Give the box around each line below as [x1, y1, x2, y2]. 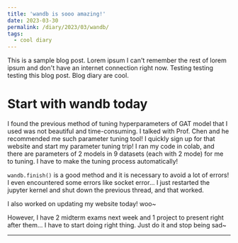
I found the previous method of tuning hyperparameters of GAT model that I [7, 120, 228, 128]
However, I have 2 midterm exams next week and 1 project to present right [7, 213, 225, 222]
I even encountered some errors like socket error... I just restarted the [7, 179, 210, 187]
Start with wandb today [7, 96, 148, 112]
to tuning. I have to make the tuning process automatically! [7, 157, 178, 166]
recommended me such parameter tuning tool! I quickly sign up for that [7, 135, 215, 143]
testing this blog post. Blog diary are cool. [7, 72, 129, 80]
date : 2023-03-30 [7, 17, 59, 24]
